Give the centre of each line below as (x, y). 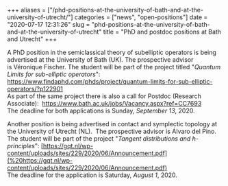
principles (21, 146)
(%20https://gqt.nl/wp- (40, 160)
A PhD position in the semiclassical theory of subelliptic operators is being (112, 52)
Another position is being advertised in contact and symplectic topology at (112, 124)
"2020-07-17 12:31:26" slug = (49, 24)
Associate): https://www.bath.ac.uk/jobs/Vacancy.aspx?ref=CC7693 (104, 103)
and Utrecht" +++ (32, 39)
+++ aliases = (27, 10)
